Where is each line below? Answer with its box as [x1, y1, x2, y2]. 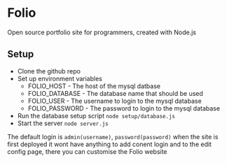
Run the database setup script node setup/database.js [17, 111, 175, 120]
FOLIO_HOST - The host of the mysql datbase [27, 82, 161, 90]
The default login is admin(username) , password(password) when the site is [7, 132, 219, 141]
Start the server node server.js [17, 119, 109, 127]
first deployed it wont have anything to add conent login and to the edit [7, 140, 212, 148]
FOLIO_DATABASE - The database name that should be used [27, 89, 203, 97]
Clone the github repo [17, 66, 81, 75]
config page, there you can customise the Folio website [7, 147, 167, 155]
